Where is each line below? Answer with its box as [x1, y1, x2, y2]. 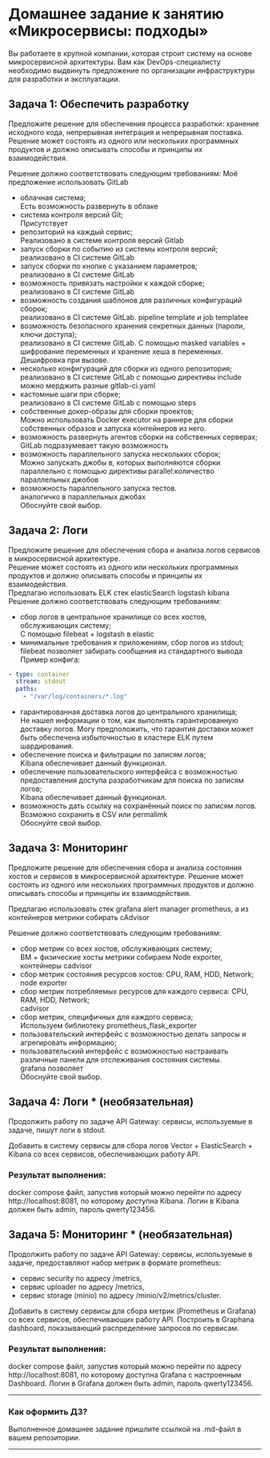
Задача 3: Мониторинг [8, 841, 129, 855]
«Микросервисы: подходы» [8, 22, 209, 40]
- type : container [8, 670, 70, 678]
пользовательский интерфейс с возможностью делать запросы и [19, 1029, 247, 1038]
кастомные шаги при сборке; [19, 389, 121, 399]
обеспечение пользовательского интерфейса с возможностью [19, 767, 238, 777]
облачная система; [19, 192, 86, 202]
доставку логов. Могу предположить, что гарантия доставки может [19, 725, 255, 734]
